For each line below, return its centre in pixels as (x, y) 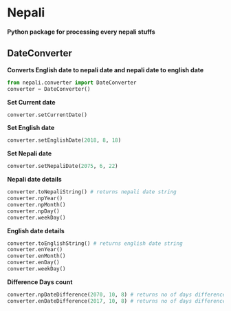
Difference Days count (40, 282)
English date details (36, 230)
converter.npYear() (35, 198)
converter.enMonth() (37, 256)
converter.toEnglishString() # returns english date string (95, 243)
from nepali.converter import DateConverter (72, 83)
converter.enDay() (33, 263)
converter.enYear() (35, 250)
